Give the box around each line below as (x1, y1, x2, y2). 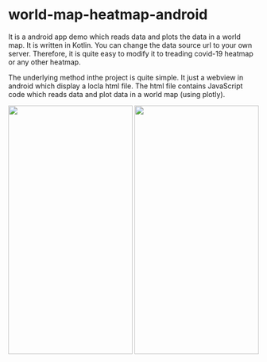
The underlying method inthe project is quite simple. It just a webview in (8, 72, 244, 82)
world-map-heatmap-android (8, 6, 208, 24)
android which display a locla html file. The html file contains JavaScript (8, 81, 243, 91)
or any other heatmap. (8, 57, 81, 67)
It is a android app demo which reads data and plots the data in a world (8, 32, 241, 41)
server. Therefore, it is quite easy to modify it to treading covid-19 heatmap (8, 49, 253, 58)
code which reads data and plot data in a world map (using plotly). (8, 89, 226, 99)
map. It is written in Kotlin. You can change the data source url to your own (8, 40, 253, 49)
